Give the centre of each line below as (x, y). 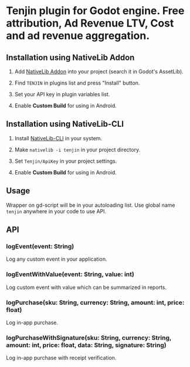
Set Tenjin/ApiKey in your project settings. (66, 161)
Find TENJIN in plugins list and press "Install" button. (77, 83)
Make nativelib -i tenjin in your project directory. (77, 149)
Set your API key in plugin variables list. (62, 94)
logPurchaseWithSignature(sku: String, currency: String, (89, 338)
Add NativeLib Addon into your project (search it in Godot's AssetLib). (99, 71)
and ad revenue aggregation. (78, 36)
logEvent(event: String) (40, 246)
